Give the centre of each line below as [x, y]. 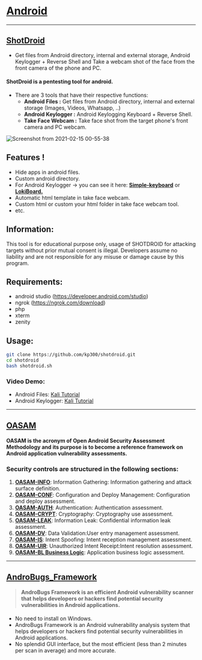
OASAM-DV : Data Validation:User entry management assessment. [97, 533]
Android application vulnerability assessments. [67, 454]
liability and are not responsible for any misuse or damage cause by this [95, 256]
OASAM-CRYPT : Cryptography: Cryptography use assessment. [94, 514]
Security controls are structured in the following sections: [93, 469]
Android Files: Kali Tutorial [47, 395]
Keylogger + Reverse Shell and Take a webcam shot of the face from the [105, 61]
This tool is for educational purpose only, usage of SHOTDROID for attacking [101, 244]
